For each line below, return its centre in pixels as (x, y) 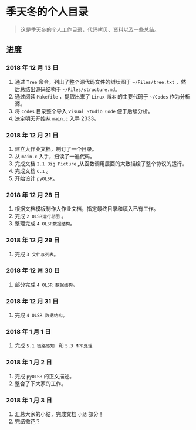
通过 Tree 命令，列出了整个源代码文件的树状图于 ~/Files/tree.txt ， (98, 82)
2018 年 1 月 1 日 (28, 332)
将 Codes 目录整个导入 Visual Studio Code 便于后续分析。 (84, 111)
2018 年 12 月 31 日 (32, 301)
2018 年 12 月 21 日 (32, 135)
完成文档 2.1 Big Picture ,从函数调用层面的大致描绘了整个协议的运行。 (101, 163)
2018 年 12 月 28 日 (33, 195)
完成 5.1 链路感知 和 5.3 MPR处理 (53, 346)
